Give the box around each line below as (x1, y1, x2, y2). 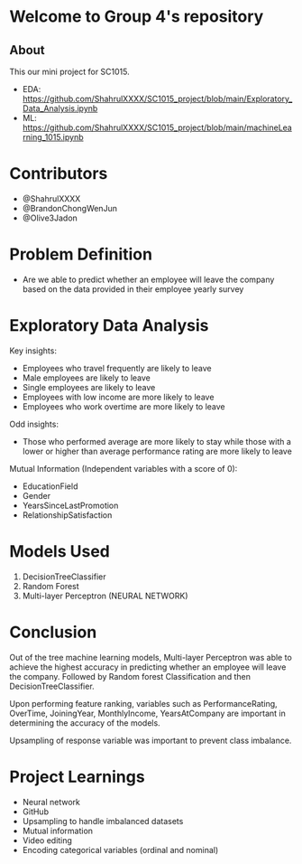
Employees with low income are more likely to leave (22, 391, 215, 402)
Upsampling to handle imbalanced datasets (22, 815, 184, 826)
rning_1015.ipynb (22, 132, 84, 142)
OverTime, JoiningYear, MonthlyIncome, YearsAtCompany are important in (9, 708, 287, 718)
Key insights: (9, 345, 57, 356)
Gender (22, 490, 51, 501)
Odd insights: (9, 418, 59, 429)
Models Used (9, 541, 110, 561)
